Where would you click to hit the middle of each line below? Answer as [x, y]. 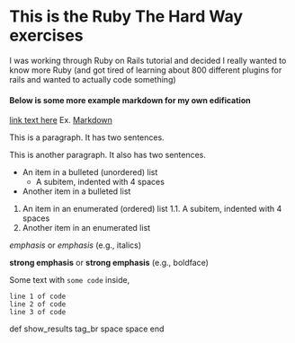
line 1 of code [38, 297]
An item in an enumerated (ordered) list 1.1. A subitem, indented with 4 [152, 209]
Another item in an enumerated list [86, 228]
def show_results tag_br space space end [87, 329]
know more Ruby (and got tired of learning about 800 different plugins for [146, 70]
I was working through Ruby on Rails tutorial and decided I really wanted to [148, 60]
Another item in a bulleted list [76, 191]
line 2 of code [38, 304]
